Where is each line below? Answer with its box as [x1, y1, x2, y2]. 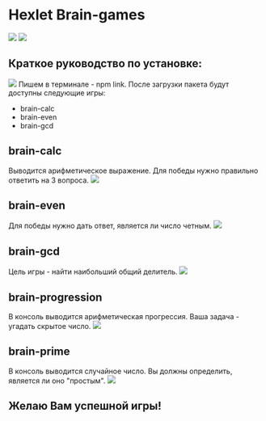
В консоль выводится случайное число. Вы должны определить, [8, 366, 233, 376]
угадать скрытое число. [8, 322, 91, 330]
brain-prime [8, 345, 70, 359]
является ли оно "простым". [8, 376, 106, 385]
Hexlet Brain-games [8, 6, 146, 24]
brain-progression [8, 290, 103, 304]
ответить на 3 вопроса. [8, 175, 89, 185]
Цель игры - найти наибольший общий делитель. [8, 267, 178, 276]
